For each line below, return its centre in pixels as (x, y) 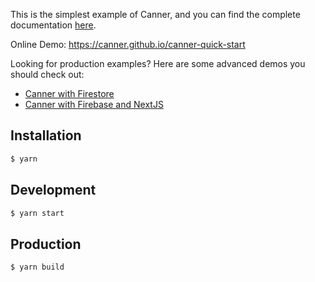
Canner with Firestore (69, 93)
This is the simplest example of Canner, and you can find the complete (155, 14)
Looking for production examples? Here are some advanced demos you (158, 63)
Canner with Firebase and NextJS (94, 104)
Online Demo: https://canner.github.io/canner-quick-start (128, 44)
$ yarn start (37, 213)
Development (53, 190)
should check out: (47, 74)
